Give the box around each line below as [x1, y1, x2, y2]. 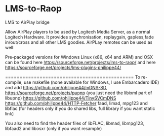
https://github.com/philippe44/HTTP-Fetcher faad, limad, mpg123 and [5, 100, 148, 106]
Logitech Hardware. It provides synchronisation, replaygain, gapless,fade [5, 34, 154, 40]
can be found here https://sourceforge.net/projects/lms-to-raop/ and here [5, 59, 156, 65]
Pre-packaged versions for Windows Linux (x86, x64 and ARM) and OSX [5, 54, 153, 60]
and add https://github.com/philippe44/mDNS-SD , [5, 84, 108, 90]
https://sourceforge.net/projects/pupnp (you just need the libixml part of [5, 90, 152, 96]
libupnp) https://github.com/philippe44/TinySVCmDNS [5, 95, 116, 101]
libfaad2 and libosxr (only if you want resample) [5, 125, 102, 131]
